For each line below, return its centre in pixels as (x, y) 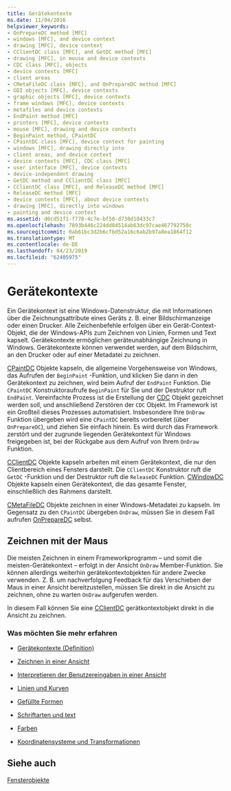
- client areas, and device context (59, 155)
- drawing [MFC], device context (55, 46)
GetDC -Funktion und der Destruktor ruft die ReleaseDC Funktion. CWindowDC (115, 476)
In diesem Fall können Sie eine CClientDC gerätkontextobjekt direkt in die (111, 607)
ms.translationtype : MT (41, 238)
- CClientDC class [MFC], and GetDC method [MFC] (80, 52)
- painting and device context (52, 213)
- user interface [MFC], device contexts (67, 167)
